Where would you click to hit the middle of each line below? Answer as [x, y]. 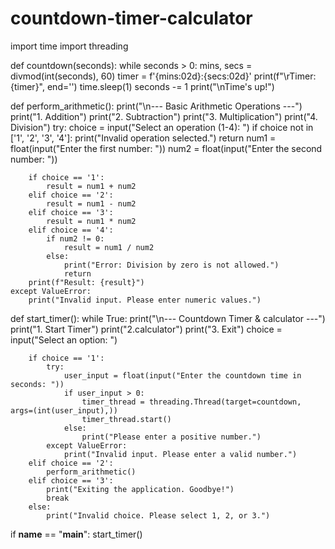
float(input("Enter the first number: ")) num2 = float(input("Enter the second [166, 148]
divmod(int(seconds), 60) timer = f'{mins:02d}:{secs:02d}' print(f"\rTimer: [163, 76]
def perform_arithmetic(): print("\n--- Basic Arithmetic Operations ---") [156, 106]
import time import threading [69, 46]
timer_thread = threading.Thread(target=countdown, [191, 402]
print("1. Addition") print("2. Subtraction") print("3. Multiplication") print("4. [164, 116]
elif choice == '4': [71, 230]
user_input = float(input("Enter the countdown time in [182, 375]
